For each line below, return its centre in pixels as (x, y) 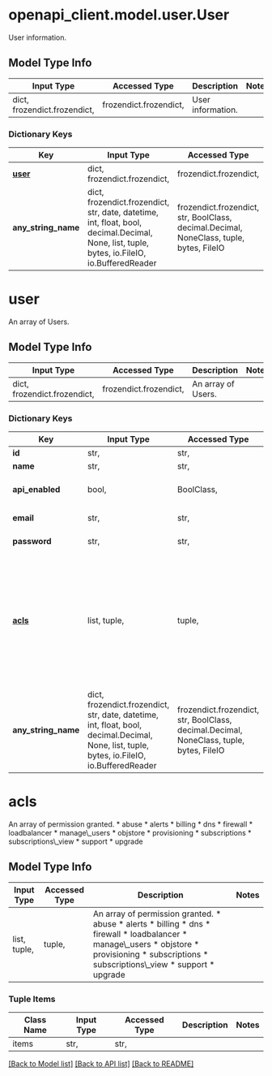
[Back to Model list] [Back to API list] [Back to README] (101, 1064)
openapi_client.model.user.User (119, 15)
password (32, 542)
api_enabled (36, 490)
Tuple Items (32, 999)
